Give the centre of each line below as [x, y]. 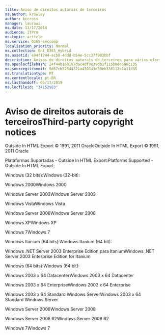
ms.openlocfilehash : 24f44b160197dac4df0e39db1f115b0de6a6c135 [71, 64]
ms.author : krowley [25, 14]
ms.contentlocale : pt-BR [30, 78]
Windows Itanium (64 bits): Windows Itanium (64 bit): [58, 242]
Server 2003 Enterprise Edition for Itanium [48, 257]
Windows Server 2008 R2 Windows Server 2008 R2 [57, 319]
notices [21, 132]
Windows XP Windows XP [31, 223]
